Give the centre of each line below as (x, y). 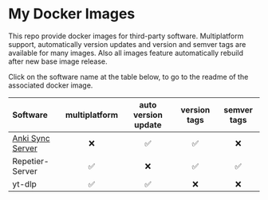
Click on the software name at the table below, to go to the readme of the (128, 76)
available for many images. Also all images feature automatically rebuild (126, 53)
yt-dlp (25, 184)
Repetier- (31, 161)
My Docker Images (72, 14)
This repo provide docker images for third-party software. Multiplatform (126, 36)
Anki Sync (31, 138)
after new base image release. (58, 61)
